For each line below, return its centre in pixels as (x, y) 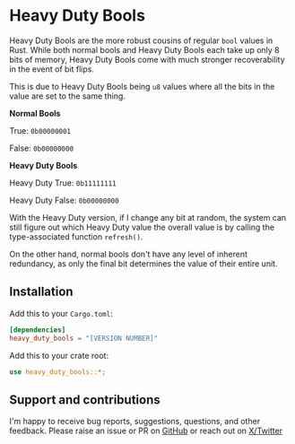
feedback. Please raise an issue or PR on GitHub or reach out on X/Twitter (146, 431)
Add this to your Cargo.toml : (61, 313)
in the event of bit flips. (52, 69)
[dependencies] (38, 330)
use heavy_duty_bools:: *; (57, 372)
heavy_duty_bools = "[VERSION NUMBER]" (84, 338)
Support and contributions (85, 400)
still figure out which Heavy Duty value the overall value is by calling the (142, 227)
